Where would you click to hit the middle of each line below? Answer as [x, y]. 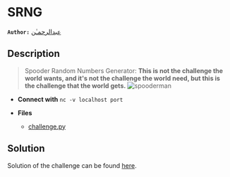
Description [34, 54]
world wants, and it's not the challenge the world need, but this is [122, 78]
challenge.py [47, 126]
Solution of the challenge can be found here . [72, 165]
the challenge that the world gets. [75, 86]
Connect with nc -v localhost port [70, 99]
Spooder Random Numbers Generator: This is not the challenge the [124, 70]
